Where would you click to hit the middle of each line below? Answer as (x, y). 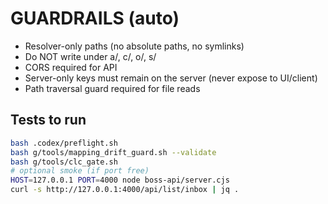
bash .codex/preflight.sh (64, 143)
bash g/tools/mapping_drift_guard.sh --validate (113, 152)
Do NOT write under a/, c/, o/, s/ (90, 56)
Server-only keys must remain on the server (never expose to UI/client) (171, 78)
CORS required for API (71, 67)
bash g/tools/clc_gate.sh (64, 162)
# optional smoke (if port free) (80, 171)
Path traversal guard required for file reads (112, 88)
